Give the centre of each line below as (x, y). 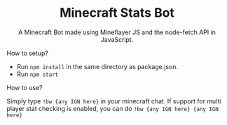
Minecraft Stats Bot (117, 13)
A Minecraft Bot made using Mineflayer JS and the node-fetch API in (117, 32)
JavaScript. (117, 39)
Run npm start (37, 74)
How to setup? (27, 53)
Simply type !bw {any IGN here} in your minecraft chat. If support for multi (114, 101)
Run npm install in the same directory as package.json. (97, 66)
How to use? (25, 87)
